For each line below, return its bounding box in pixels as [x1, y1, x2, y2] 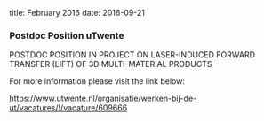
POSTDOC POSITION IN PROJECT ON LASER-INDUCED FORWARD [9, 49, 256, 60]
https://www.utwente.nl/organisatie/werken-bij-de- [9, 93, 197, 104]
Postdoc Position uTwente [9, 29, 124, 42]
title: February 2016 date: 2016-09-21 [9, 8, 145, 18]
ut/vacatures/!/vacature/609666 [9, 102, 128, 113]
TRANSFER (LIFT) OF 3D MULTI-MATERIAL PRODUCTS [9, 59, 212, 70]
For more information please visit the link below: [9, 76, 185, 87]
